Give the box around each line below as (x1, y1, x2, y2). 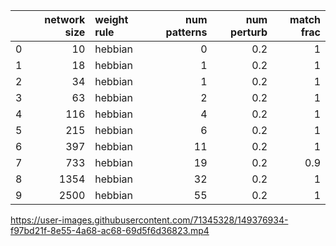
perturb (230, 25, 268, 39)
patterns (165, 25, 208, 39)
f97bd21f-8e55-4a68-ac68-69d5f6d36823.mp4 (10, 225, 210, 236)
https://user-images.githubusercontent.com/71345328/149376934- (10, 214, 289, 226)
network (44, 13, 86, 26)
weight (94, 13, 129, 26)
